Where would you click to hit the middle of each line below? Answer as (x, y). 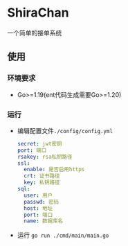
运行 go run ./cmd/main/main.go (63, 235)
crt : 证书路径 (42, 176)
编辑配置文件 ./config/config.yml (65, 130)
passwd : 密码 (42, 202)
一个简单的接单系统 (35, 33)
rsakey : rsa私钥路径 (45, 157)
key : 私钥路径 (42, 183)
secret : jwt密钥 (39, 143)
